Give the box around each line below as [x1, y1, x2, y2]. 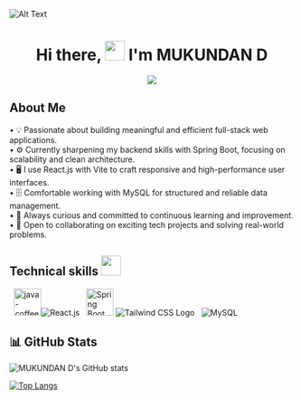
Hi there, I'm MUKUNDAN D [35, 45, 268, 65]
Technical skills [9, 263, 99, 280]
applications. [9, 134, 57, 145]
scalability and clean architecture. [9, 154, 136, 165]
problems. [9, 229, 47, 240]
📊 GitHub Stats [9, 334, 98, 349]
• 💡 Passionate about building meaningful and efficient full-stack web [9, 124, 268, 135]
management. [9, 200, 61, 211]
